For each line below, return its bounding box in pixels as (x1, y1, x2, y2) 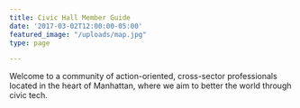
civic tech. (9, 90, 48, 101)
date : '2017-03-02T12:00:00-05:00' (9, 22, 143, 31)
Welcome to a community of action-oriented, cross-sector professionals (9, 71, 277, 82)
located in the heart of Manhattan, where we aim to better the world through (9, 80, 292, 91)
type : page (9, 38, 50, 48)
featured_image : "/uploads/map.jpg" (9, 30, 147, 39)
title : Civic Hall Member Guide (9, 13, 131, 22)
